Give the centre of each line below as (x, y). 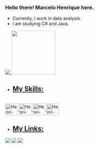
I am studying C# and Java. (40, 24)
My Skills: (28, 89)
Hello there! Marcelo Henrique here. (49, 8)
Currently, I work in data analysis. (47, 19)
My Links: (28, 129)
